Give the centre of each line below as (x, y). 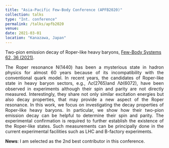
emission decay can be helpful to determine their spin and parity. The (84, 115)
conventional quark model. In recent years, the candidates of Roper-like (84, 78)
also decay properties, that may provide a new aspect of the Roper (84, 99)
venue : (12, 29)
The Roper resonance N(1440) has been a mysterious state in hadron (84, 67)
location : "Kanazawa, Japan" (36, 38)
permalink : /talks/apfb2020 (35, 24)
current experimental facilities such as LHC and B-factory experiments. (79, 131)
